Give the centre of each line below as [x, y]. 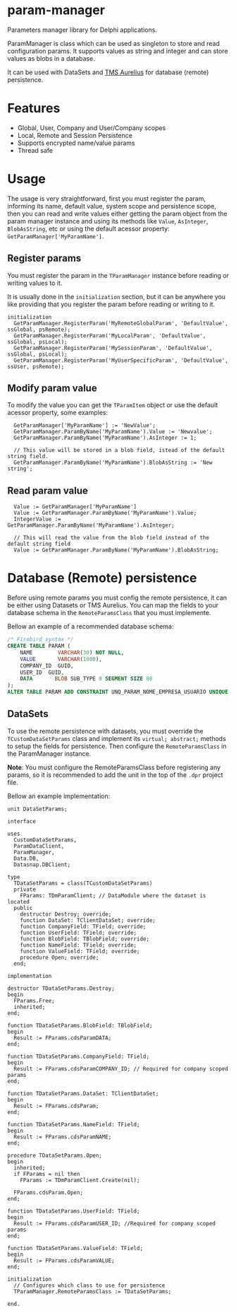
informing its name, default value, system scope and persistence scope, [112, 206]
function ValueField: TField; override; [80, 951]
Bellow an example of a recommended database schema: [91, 626]
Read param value [48, 490]
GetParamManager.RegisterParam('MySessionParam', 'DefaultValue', [113, 348]
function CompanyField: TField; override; [83, 926]
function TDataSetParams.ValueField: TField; [75, 1248]
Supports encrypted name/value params [76, 143]
